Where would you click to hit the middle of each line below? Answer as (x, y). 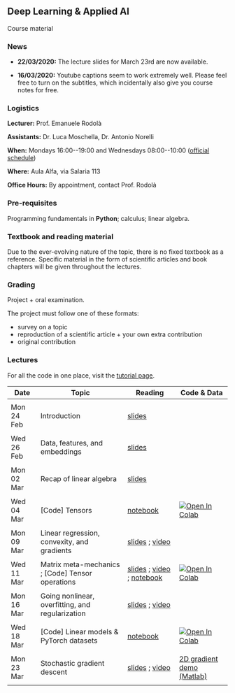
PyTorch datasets (69, 641)
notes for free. (38, 90)
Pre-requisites (32, 203)
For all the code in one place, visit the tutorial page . (81, 375)
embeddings (61, 452)
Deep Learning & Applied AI (68, 12)
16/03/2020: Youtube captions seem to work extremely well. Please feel (122, 76)
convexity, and (64, 541)
